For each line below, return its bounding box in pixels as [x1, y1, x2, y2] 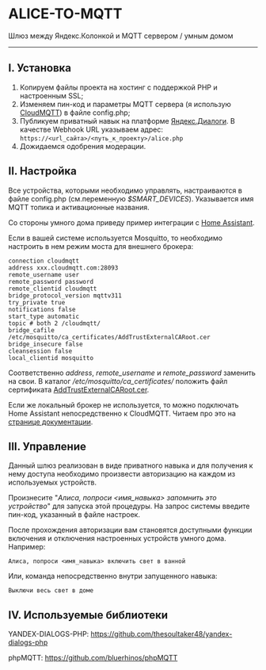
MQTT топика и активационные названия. [8, 202, 150, 212]
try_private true [8, 298, 66, 306]
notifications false [8, 305, 77, 313]
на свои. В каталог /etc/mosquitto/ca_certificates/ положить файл [8, 376, 228, 385]
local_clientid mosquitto [8, 354, 93, 362]
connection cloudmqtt [8, 257, 80, 265]
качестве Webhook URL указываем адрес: [19, 124, 164, 134]
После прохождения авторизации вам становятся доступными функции [8, 525, 253, 535]
